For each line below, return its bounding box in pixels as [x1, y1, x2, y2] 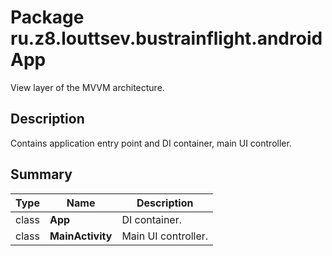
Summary [10, 166, 73, 183]
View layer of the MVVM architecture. [10, 81, 165, 93]
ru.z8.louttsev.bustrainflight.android [10, 27, 323, 50]
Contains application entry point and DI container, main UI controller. [10, 137, 292, 149]
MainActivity [49, 229, 113, 243]
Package [10, 6, 85, 29]
